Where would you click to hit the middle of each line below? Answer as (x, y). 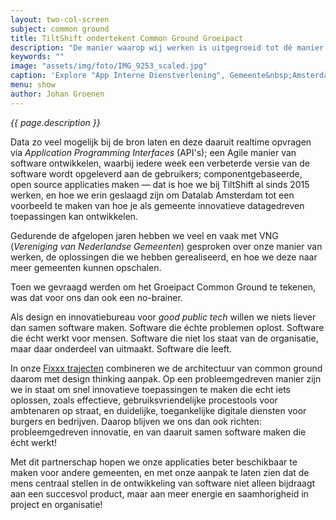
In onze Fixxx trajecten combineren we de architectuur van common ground (166, 368)
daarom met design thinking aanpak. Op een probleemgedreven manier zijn (166, 378)
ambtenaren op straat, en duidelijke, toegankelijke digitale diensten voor (158, 410)
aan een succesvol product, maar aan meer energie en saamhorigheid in (159, 493)
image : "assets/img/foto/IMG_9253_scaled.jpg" (109, 66)
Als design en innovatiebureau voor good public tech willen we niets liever (163, 317)
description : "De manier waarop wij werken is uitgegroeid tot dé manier (167, 47)
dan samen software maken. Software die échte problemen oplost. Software (167, 327)
